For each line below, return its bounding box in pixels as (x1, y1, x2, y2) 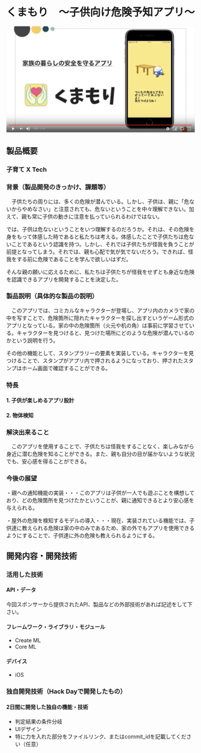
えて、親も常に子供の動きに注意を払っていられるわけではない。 (6, 213, 163, 220)
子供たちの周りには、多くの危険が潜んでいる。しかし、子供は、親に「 (11, 198, 184, 205)
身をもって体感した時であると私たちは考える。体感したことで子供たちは (6, 233, 184, 240)
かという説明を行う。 (6, 337, 59, 344)
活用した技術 (6, 570, 44, 579)
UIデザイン (14, 725, 42, 733)
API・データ (6, 586, 36, 594)
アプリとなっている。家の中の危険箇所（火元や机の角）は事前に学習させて (6, 322, 190, 329)
